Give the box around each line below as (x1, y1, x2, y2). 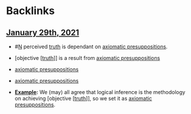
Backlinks (6, 4, 55, 18)
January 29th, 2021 (6, 28, 79, 38)
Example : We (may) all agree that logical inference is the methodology (14, 89, 186, 95)
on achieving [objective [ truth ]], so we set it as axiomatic (14, 95, 152, 102)
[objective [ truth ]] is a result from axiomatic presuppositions (14, 55, 160, 61)
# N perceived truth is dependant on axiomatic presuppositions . (14, 43, 168, 50)
